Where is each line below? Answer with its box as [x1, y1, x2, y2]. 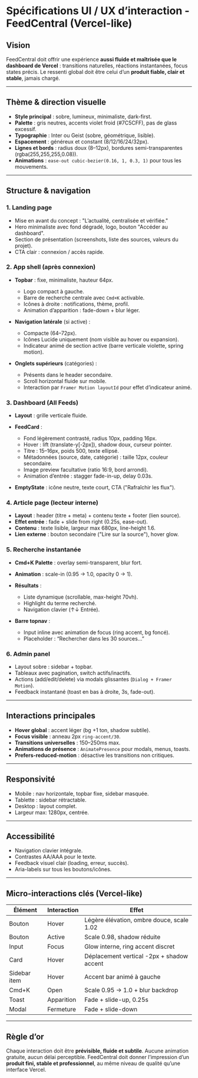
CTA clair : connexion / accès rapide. [14, 248, 104, 255]
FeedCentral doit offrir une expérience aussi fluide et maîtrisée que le [6, 56, 177, 63]
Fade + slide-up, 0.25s [84, 996, 148, 1004]
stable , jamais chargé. [6, 75, 61, 81]
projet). [14, 242, 33, 249]
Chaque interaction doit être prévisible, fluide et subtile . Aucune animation [6, 1047, 189, 1054]
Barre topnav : [14, 617, 51, 624]
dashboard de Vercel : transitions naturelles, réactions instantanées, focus [6, 62, 188, 69]
